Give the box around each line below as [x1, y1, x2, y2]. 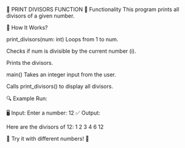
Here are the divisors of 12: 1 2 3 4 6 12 [6, 123, 104, 130]
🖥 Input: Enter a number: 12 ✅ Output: [6, 109, 100, 116]
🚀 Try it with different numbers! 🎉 [6, 135, 89, 142]
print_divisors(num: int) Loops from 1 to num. [6, 36, 119, 42]
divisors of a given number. [6, 12, 75, 19]
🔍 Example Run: [6, 95, 47, 102]
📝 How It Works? [6, 24, 48, 31]
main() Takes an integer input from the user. [6, 71, 117, 78]
